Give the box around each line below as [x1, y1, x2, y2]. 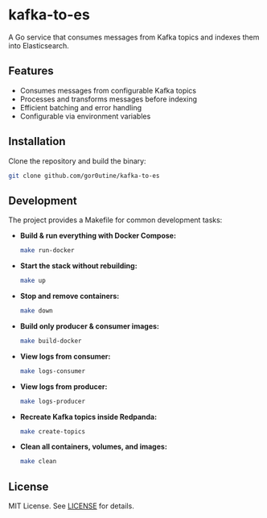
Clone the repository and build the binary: [8, 155, 146, 166]
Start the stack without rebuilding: [19, 261, 138, 271]
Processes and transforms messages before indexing [19, 94, 198, 104]
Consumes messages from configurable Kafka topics [19, 85, 197, 95]
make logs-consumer [19, 367, 86, 375]
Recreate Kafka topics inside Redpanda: [19, 412, 158, 421]
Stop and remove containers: [19, 292, 120, 300]
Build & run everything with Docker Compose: [19, 231, 177, 241]
